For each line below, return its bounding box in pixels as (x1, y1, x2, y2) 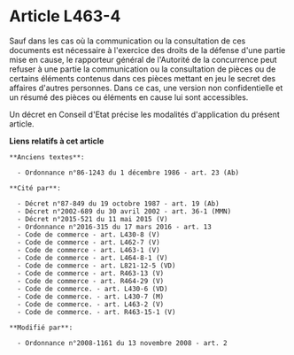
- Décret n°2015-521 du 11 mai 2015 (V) (17, 214, 168, 223)
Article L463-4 (9, 6, 121, 27)
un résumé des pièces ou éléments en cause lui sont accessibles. (9, 91, 249, 103)
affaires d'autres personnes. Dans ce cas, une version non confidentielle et (9, 82, 283, 93)
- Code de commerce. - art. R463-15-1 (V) (17, 307, 176, 316)
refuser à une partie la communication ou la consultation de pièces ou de (9, 64, 276, 74)
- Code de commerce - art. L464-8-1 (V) (17, 253, 168, 262)
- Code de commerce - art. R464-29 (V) (17, 276, 165, 285)
